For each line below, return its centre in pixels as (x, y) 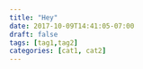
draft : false (34, 34)
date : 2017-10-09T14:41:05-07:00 (72, 26)
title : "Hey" (34, 17)
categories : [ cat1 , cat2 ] (58, 51)
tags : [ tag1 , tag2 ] (44, 43)
